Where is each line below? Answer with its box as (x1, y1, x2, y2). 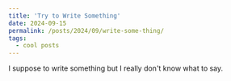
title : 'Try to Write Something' (8, 11, 121, 20)
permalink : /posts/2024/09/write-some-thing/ (8, 26, 164, 34)
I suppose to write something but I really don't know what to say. (8, 63, 224, 73)
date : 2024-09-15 (8, 19, 67, 27)
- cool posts (15, 42, 60, 50)
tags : (8, 34, 27, 43)
